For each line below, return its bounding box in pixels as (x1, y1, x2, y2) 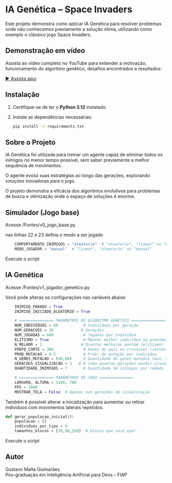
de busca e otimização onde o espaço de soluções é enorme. (5, 194, 136, 200)
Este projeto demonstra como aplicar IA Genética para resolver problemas (5, 21, 162, 27)
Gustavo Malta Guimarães (5, 466, 60, 472)
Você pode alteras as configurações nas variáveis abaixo (5, 294, 126, 300)
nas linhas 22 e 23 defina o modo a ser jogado (5, 232, 103, 238)
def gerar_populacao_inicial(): (5, 414, 74, 419)
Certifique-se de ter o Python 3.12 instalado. (12, 104, 107, 110)
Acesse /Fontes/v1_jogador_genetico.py (5, 284, 90, 291)
